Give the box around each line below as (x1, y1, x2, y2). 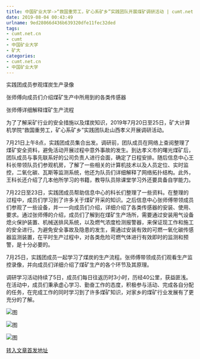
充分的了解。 (6, 296, 37, 304)
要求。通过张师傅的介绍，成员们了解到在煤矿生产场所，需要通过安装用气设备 (6, 211, 194, 218)
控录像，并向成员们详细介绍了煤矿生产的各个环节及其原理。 (6, 261, 152, 269)
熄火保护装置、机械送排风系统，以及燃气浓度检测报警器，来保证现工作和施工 (6, 218, 194, 226)
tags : (6, 25, 20, 32)
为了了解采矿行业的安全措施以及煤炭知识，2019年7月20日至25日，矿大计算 (6, 119, 190, 126)
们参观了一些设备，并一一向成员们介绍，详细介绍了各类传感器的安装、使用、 (6, 204, 194, 211)
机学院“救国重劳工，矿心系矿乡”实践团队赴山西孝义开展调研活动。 (6, 126, 168, 134)
